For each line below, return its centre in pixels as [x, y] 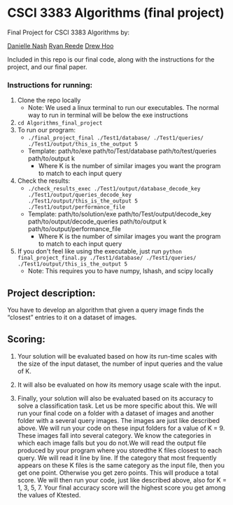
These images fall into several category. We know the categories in [114, 435]
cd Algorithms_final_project [60, 123]
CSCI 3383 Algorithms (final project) [116, 13]
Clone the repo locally [49, 100]
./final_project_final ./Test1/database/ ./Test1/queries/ [116, 138]
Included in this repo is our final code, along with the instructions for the [111, 59]
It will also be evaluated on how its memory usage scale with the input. [119, 385]
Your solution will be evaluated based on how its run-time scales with [117, 356]
